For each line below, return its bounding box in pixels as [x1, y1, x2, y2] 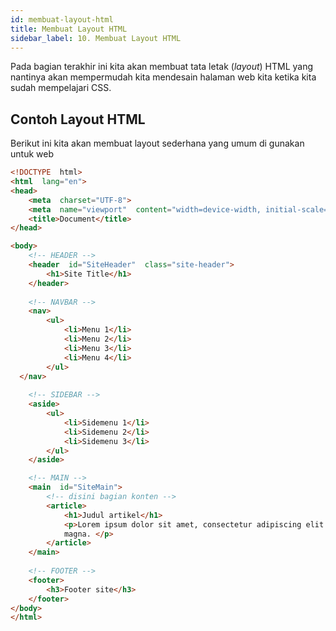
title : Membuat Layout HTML [10, 24, 128, 34]
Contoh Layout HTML [10, 111, 146, 128]
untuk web [10, 148, 54, 160]
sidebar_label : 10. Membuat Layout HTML [10, 33, 182, 43]
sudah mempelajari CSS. [10, 82, 112, 94]
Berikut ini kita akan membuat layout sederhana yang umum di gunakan [10, 137, 305, 150]
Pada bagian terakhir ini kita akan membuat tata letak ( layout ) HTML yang [10, 61, 314, 73]
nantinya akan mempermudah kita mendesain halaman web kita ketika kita [10, 71, 317, 83]
